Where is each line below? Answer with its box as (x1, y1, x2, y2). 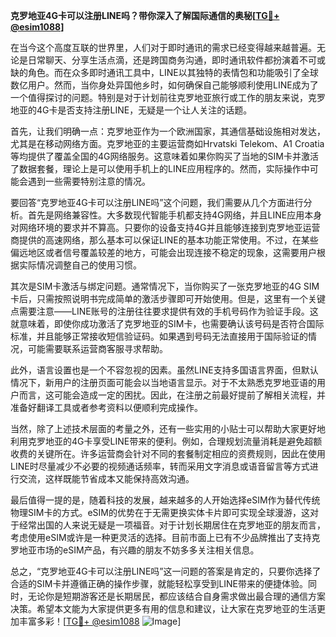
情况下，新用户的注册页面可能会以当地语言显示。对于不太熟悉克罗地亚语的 (10, 377, 317, 388)
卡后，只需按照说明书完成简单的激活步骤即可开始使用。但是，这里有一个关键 (10, 293, 326, 304)
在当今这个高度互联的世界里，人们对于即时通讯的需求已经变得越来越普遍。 (10, 42, 317, 53)
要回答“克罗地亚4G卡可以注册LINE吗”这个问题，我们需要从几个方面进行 (10, 197, 304, 208)
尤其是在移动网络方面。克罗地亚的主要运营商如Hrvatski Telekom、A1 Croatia (10, 138, 325, 149)
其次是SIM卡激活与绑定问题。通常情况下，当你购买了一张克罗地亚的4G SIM (10, 280, 320, 292)
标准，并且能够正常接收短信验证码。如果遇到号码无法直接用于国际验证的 (10, 330, 308, 342)
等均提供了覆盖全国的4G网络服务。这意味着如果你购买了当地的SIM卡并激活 (10, 150, 319, 162)
